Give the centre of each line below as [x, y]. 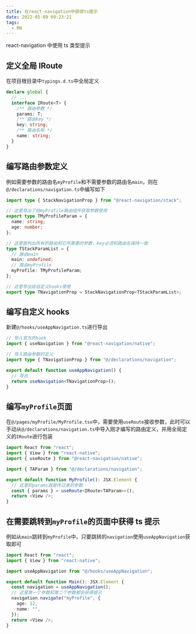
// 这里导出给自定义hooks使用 [39, 286]
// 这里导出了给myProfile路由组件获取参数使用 [57, 211]
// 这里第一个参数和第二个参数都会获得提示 [57, 593]
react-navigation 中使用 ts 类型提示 [48, 45]
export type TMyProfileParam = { [47, 216]
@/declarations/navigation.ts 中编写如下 [56, 189]
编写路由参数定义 [37, 167]
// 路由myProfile [32, 265]
